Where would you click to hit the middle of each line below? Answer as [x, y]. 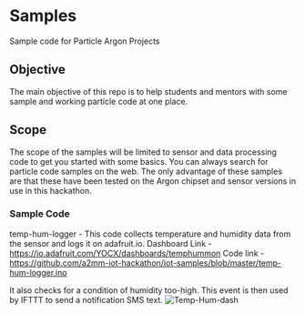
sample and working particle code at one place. [99, 101]
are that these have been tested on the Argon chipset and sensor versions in [153, 181]
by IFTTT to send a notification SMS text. [86, 299]
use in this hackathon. [51, 190]
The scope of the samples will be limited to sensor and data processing [143, 152]
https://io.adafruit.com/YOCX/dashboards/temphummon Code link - [137, 253]
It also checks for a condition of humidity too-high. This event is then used [149, 290]
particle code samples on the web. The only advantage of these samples [146, 171]
